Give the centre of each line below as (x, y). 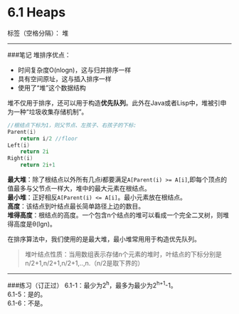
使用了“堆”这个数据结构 (52, 88)
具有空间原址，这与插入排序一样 (64, 78)
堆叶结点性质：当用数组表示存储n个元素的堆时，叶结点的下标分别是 (123, 254)
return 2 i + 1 (38, 165)
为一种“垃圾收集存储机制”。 (48, 112)
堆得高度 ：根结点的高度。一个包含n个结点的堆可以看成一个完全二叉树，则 (115, 215)
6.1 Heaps (37, 12)
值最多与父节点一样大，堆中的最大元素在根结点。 (79, 189)
